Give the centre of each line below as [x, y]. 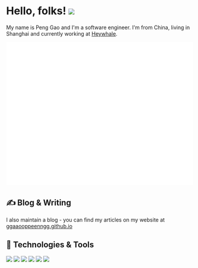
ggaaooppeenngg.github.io [39, 226]
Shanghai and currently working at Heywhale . [62, 33]
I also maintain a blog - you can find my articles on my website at [85, 220]
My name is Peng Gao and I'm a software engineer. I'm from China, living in [98, 27]
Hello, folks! [36, 11]
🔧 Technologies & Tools [50, 245]
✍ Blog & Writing [39, 202]
